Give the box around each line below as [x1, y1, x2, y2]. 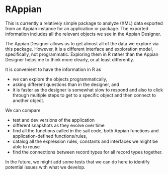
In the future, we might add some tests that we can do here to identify [5, 158, 150, 164]
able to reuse [12, 143, 40, 149]
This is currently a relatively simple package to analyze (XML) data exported [5, 20, 163, 26]
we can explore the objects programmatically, [12, 76, 107, 82]
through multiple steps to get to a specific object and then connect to [12, 92, 156, 98]
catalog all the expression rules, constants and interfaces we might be [12, 138, 158, 144]
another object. [12, 97, 44, 104]
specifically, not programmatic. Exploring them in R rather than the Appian [5, 51, 158, 57]
